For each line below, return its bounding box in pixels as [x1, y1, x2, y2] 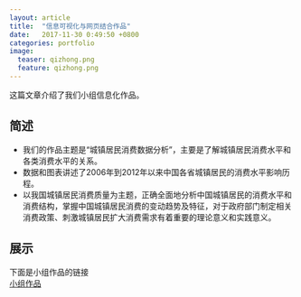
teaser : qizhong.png [17, 55, 95, 64]
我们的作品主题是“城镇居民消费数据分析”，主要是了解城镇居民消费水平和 [22, 144, 292, 154]
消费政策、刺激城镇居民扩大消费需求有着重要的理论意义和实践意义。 [22, 211, 277, 222]
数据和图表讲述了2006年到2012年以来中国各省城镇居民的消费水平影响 [22, 166, 283, 177]
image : [9, 47, 34, 56]
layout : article [9, 13, 71, 23]
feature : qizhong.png [17, 64, 99, 73]
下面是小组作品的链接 [9, 266, 89, 277]
